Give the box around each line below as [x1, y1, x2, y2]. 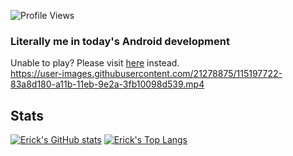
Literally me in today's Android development [10, 34, 230, 48]
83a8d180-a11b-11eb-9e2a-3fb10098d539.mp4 [10, 78, 205, 90]
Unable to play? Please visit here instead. [10, 57, 180, 69]
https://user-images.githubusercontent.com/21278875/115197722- [10, 68, 283, 80]
